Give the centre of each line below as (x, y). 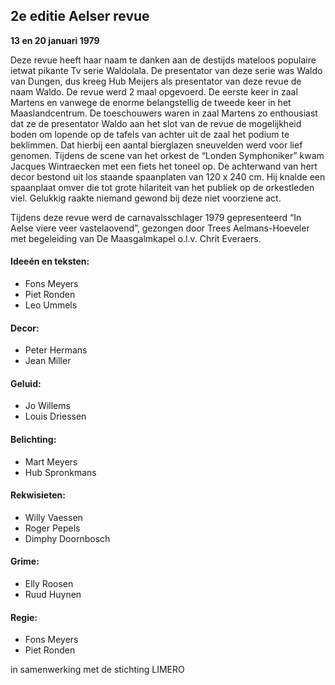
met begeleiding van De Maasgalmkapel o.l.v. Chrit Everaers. (136, 238)
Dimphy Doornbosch (67, 538)
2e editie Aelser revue (80, 16)
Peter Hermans (56, 350)
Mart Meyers (51, 461)
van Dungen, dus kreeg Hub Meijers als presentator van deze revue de (156, 81)
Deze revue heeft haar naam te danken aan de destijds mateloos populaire (163, 60)
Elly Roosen (49, 584)
